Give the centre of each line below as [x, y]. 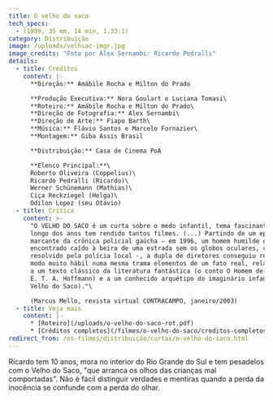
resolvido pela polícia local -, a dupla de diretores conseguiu [143, 256]
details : [23, 62]
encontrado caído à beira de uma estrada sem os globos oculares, [145, 248]
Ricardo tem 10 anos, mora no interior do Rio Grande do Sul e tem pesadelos [136, 361]
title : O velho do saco [49, 16]
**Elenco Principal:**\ [70, 166]
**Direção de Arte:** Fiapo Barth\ [90, 121]
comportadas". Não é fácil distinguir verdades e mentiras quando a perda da [136, 379]
